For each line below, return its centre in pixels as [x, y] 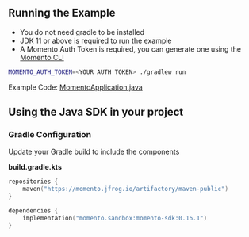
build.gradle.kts [35, 167]
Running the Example [62, 13]
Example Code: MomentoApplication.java [75, 87]
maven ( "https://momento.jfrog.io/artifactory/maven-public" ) [125, 189]
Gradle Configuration [50, 134]
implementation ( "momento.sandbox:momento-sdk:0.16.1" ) [115, 218]
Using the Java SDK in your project [96, 112]
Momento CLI [42, 57]
